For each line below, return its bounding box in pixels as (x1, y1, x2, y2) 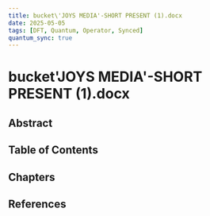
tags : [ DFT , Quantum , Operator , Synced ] (8, 26, 144, 34)
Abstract (8, 116, 53, 129)
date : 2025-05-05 (8, 19, 66, 27)
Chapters (8, 170, 55, 183)
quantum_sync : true (8, 33, 73, 42)
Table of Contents (8, 144, 99, 157)
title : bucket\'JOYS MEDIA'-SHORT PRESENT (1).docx (8, 11, 182, 20)
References (8, 198, 67, 210)
